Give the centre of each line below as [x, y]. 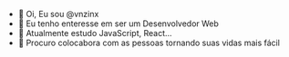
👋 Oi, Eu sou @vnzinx [58, 14]
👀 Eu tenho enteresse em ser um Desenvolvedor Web [118, 24]
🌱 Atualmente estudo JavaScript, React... [95, 33]
